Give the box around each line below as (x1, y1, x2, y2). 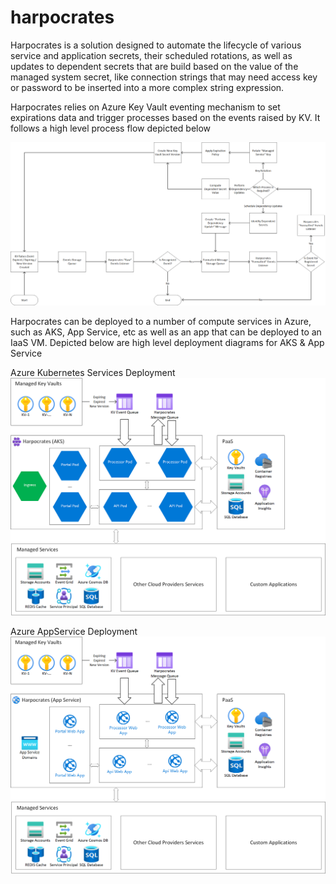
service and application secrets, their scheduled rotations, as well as (10, 49, 293, 61)
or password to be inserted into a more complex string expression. (10, 81, 285, 93)
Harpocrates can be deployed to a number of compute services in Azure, (10, 316, 312, 328)
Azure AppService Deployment (10, 625, 138, 637)
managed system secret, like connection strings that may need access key (10, 71, 318, 83)
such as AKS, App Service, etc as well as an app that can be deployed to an (10, 326, 322, 338)
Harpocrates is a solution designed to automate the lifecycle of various (10, 39, 302, 51)
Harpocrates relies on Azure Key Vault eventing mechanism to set (10, 101, 281, 113)
